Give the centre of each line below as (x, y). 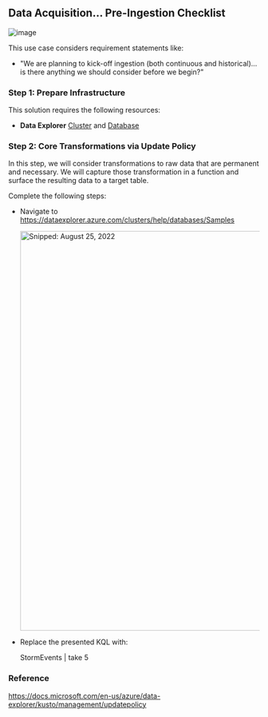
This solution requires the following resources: (85, 110)
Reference (29, 679)
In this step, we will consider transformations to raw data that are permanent (134, 164)
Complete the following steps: (57, 196)
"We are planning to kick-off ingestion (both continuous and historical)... (138, 63)
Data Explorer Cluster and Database (79, 125)
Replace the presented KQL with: (74, 642)
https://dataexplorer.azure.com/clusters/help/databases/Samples (127, 220)
